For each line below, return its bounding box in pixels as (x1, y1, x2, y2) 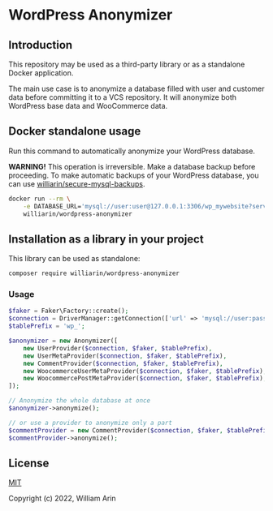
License (8, 456, 50, 470)
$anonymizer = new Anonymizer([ (8, 337, 118, 346)
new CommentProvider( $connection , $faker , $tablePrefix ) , (23, 359, 223, 367)
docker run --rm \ (8, 195, 71, 203)
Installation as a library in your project (8, 232, 205, 246)
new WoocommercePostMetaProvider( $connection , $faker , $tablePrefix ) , (23, 375, 267, 383)
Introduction (8, 38, 73, 52)
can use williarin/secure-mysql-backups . (8, 178, 145, 188)
